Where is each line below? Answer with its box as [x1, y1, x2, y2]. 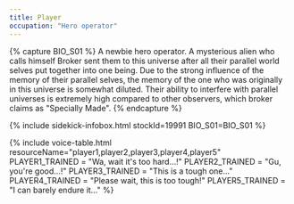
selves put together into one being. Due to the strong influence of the [9, 64, 265, 76]
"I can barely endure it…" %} [9, 184, 114, 195]
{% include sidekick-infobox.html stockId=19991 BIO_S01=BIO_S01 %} [9, 119, 266, 130]
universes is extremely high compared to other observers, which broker [9, 93, 273, 103]
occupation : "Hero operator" [9, 21, 118, 30]
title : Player [9, 12, 63, 22]
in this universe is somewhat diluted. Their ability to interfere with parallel [9, 84, 279, 94]
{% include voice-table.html [9, 137, 112, 148]
